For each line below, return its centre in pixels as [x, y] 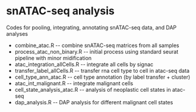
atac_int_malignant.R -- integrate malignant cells [74, 83]
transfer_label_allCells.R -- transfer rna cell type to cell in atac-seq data [102, 70]
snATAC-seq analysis [60, 11]
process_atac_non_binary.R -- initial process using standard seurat [97, 51]
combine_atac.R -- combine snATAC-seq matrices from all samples [97, 45]
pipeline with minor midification [53, 58]
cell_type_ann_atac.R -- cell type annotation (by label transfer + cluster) [102, 77]
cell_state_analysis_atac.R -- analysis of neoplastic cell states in [93, 89]
